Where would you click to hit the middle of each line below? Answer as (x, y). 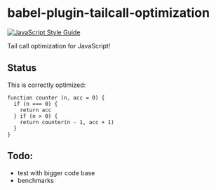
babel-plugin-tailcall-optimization (109, 13)
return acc (36, 110)
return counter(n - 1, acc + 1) (67, 122)
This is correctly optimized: (47, 85)
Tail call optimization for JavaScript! (59, 46)
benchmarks (35, 180)
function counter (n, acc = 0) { (56, 97)
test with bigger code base (56, 172)
